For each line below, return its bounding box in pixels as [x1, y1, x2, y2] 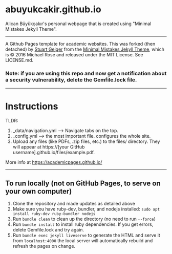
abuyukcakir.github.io [5, 4, 101, 15]
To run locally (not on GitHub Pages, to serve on [5, 179, 161, 187]
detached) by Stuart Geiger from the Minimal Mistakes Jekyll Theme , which [5, 46, 165, 52]
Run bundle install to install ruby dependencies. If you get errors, [12, 221, 154, 227]
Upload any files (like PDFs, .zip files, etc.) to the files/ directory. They [12, 138, 160, 144]
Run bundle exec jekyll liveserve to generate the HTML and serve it [12, 232, 160, 238]
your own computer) [5, 187, 72, 196]
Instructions [5, 101, 58, 112]
